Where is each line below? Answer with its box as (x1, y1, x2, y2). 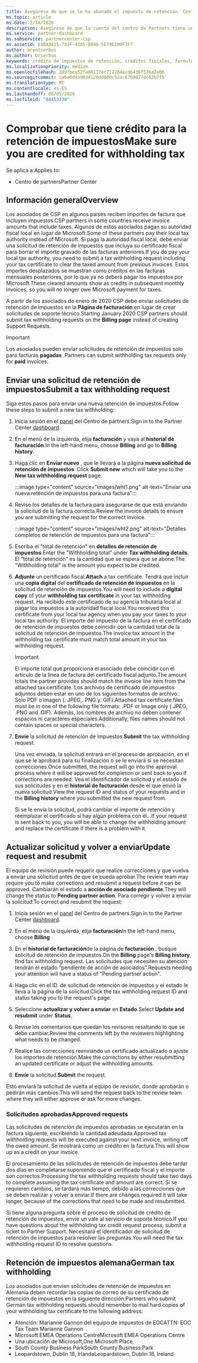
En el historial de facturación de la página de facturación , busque (14, 945, 177, 952)
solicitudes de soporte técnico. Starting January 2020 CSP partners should (6, 310, 187, 317)
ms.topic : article (6, 14, 51, 20)
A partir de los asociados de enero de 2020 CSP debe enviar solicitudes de (6, 298, 189, 305)
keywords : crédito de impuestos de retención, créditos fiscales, (6, 58, 173, 64)
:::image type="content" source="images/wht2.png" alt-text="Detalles (14, 525, 187, 532)
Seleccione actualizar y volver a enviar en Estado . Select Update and (14, 1006, 184, 1013)
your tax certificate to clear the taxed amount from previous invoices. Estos (6, 261, 189, 268)
